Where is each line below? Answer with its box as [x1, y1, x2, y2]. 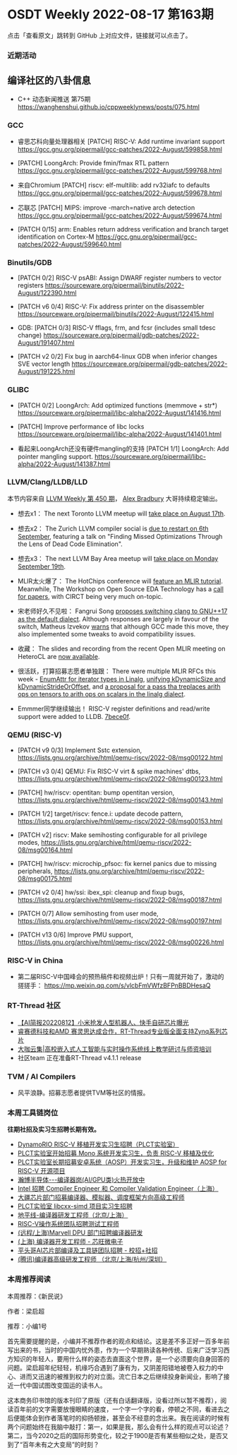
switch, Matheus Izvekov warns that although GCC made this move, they [17, 622, 229, 631]
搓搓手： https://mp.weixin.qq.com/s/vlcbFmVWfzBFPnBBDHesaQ [17, 981, 211, 990]
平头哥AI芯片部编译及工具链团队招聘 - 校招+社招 [17, 1246, 158, 1254]
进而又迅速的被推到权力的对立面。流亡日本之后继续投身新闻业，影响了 [19, 1372, 224, 1381]
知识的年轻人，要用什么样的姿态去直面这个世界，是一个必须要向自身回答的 [13, 1354, 230, 1363]
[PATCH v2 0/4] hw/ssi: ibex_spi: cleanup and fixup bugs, [17, 888, 185, 897]
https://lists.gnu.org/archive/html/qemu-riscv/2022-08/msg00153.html [17, 817, 223, 826]
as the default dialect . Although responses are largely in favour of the [17, 614, 219, 623]
